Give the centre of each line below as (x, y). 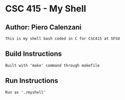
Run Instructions (32, 81)
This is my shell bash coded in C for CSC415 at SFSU (63, 38)
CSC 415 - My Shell (46, 9)
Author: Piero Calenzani (43, 27)
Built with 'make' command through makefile (52, 65)
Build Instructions (34, 54)
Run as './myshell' (26, 92)
